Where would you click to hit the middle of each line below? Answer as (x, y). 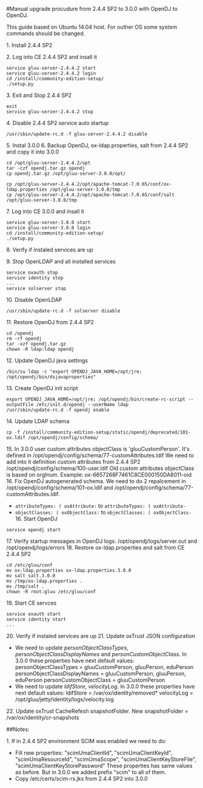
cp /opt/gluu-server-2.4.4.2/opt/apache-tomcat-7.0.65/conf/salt (90, 195)
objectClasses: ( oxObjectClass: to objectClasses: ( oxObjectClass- (103, 512)
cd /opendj (20, 333)
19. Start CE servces (32, 603)
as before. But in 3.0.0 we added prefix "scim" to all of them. (91, 772)
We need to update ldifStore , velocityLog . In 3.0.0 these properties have (105, 686)
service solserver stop (36, 288)
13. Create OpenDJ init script (42, 388)
